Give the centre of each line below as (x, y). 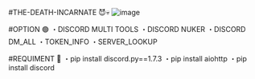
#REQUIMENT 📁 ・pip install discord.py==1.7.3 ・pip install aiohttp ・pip (127, 59)
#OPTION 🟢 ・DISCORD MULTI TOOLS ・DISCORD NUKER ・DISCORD (127, 29)
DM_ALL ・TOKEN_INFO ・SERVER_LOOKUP (83, 41)
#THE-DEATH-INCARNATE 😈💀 (59, 12)
